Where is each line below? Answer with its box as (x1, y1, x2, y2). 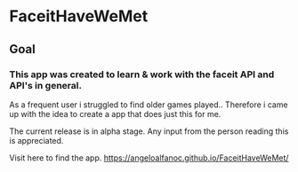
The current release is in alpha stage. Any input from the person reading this (9, 126, 289, 137)
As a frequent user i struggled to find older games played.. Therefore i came (9, 99, 288, 110)
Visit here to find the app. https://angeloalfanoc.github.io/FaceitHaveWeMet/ (9, 152, 289, 163)
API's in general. (9, 79, 83, 91)
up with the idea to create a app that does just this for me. (9, 108, 221, 119)
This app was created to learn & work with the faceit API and (9, 68, 275, 81)
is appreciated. (9, 135, 64, 145)
